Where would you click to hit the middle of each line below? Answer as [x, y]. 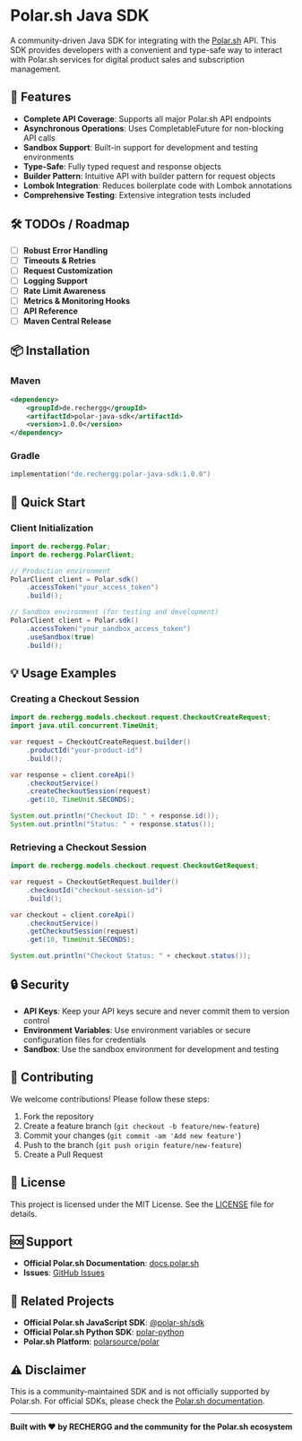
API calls [39, 138]
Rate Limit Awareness [65, 290]
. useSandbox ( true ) [60, 637]
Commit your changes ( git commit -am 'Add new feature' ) [132, 1135]
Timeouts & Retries [60, 260]
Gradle [25, 456]
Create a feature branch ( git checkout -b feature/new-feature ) [142, 1126]
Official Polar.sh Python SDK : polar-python [104, 1333]
